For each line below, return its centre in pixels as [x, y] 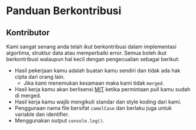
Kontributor [28, 33]
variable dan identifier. [42, 114]
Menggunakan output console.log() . [59, 121]
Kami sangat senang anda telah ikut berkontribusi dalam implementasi [92, 46]
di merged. [28, 96]
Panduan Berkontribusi [64, 11]
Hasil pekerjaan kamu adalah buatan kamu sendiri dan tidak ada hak [97, 71]
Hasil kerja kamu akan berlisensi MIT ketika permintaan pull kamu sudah [102, 89]
